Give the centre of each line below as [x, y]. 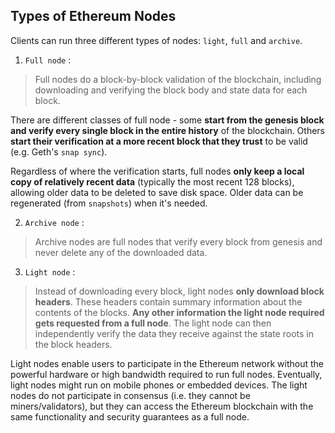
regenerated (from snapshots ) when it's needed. [109, 203]
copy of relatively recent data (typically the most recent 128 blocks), [152, 181]
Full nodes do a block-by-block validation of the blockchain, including [178, 79]
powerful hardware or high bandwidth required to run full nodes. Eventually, [166, 374]
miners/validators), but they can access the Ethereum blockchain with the [162, 406]
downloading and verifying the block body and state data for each [171, 90]
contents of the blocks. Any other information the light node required [179, 312]
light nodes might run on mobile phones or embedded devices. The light [159, 385]
